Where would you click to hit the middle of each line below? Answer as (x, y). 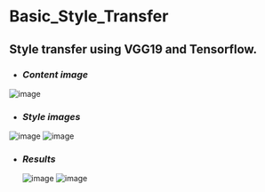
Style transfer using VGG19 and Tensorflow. (133, 49)
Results (39, 159)
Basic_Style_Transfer (89, 16)
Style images (51, 116)
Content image (55, 75)
